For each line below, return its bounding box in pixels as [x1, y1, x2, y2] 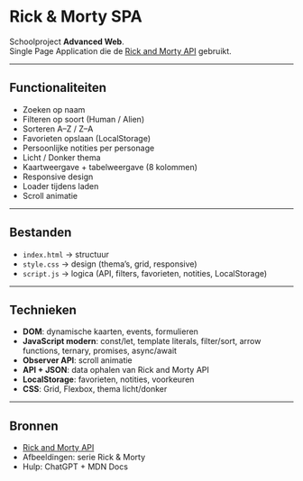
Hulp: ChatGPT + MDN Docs [22, 461, 129, 472]
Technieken [9, 302, 77, 317]
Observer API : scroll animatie [22, 355, 133, 366]
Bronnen [9, 418, 59, 433]
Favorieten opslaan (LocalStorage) [22, 132, 151, 143]
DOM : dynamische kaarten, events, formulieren [22, 326, 198, 337]
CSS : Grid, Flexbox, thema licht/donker [22, 384, 168, 395]
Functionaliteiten [9, 80, 106, 95]
